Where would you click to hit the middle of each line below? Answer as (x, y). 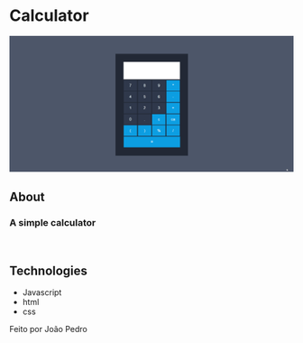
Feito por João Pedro (48, 329)
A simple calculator (53, 222)
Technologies (49, 270)
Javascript (42, 292)
